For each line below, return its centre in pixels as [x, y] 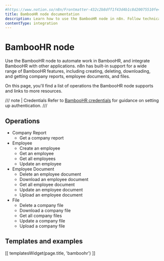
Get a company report [41, 138]
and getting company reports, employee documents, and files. [68, 77]
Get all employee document [47, 184]
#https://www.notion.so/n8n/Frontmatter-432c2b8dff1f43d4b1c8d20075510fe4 [83, 10]
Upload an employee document [51, 195]
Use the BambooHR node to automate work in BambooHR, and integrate [78, 61]
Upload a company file [42, 226]
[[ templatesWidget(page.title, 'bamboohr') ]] [50, 253]
